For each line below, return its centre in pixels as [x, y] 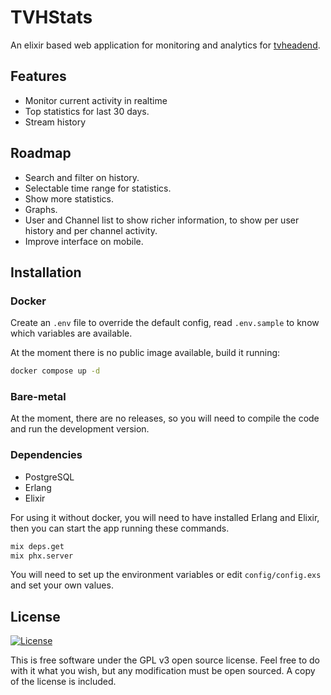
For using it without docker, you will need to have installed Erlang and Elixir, [165, 517]
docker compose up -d [55, 371]
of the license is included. [63, 682]
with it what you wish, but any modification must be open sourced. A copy [163, 671]
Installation [46, 272]
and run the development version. [80, 429]
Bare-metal [38, 397]
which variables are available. [71, 333]
